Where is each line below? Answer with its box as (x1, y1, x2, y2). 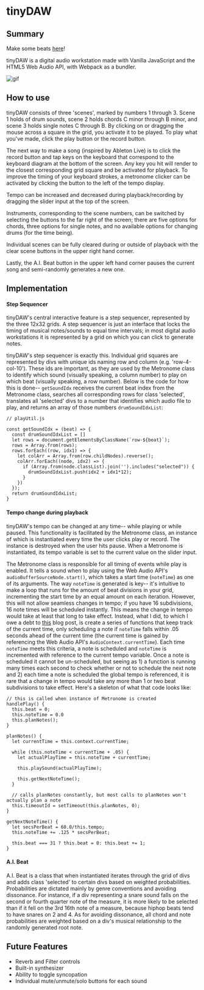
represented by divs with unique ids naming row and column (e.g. (6, 358, 171, 366)
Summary (6, 29, 44, 39)
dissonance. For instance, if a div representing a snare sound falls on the (6, 891, 189, 898)
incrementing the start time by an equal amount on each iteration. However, (6, 593, 196, 600)
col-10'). (6, 365, 27, 372)
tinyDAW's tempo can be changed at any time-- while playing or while (6, 522, 181, 530)
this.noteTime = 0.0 (12, 711, 64, 718)
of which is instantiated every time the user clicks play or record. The (6, 535, 180, 542)
